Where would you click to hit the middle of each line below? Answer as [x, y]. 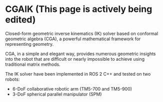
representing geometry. [29, 44]
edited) [20, 20]
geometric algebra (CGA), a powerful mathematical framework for [73, 39]
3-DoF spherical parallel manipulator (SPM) [57, 94]
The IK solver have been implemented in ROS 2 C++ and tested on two [78, 74]
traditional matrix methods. [33, 64]
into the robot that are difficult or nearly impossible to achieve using [75, 59]
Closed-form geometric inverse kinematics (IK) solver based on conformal [82, 33]
